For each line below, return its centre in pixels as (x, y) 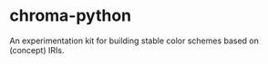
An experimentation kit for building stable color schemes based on (134, 41)
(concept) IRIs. (37, 50)
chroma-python (71, 16)
